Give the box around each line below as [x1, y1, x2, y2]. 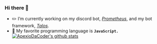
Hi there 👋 [4, 4, 29, 11]
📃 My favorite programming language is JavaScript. [11, 28, 119, 34]
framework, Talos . [11, 23, 49, 29]
